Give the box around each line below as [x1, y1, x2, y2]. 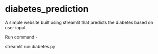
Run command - [5, 34, 38, 40]
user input [5, 24, 26, 30]
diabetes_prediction [5, 3, 89, 15]
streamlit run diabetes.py [5, 43, 55, 49]
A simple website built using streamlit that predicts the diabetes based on [5, 19, 154, 25]
